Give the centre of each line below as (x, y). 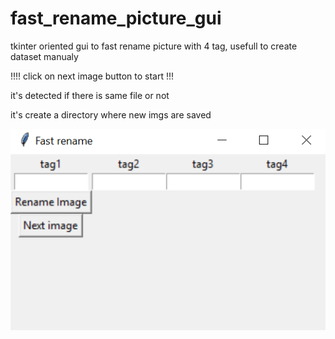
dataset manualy (44, 56)
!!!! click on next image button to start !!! (92, 76)
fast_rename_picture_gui (116, 18)
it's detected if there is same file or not (90, 95)
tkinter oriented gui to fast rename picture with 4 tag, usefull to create (154, 46)
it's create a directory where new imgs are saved (111, 114)
